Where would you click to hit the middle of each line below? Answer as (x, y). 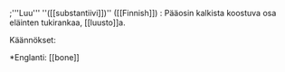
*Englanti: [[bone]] (44, 57)
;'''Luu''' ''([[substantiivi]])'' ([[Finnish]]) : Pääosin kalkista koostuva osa (143, 13)
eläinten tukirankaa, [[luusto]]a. (67, 22)
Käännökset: (33, 40)
